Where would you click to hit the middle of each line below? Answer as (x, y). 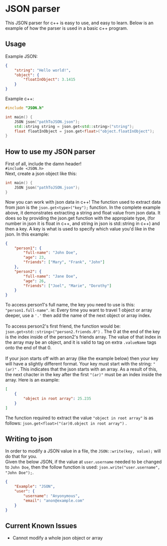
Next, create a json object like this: (41, 174)
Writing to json (29, 439)
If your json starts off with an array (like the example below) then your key (82, 358)
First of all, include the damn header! (43, 164)
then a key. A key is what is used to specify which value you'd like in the (80, 229)
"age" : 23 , (35, 258)
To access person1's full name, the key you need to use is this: (70, 305)
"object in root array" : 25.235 (58, 398)
